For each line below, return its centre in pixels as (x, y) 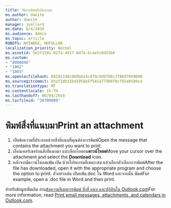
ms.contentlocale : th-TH (32, 91)
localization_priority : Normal (39, 48)
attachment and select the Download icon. (58, 157)
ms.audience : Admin (26, 34)
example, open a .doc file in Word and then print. (64, 179)
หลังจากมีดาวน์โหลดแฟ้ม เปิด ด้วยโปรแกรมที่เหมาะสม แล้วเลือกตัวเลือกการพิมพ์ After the (88, 163)
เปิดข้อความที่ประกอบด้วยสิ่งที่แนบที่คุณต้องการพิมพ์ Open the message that (80, 140)
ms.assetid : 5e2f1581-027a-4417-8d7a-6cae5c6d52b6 (60, 53)
